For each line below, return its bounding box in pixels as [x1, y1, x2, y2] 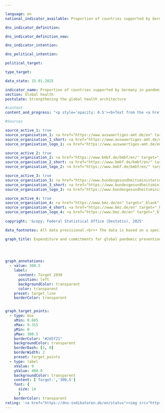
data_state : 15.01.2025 [5, 78, 54, 83]
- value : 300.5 [9, 263, 41, 268]
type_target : [5, 70, 32, 75]
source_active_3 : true [5, 173, 52, 178]
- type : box [9, 313, 34, 318]
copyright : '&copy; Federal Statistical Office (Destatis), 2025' [5, 219, 144, 224]
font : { [14, 382, 29, 387]
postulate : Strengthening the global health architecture [5, 97, 126, 102]
